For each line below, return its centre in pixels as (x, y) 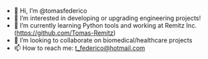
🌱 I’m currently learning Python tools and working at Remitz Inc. (105, 25)
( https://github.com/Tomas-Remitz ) (65, 33)
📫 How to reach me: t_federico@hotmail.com (79, 48)
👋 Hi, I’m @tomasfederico (50, 11)
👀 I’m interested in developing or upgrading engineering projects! (107, 18)
